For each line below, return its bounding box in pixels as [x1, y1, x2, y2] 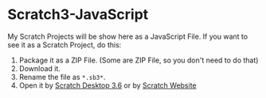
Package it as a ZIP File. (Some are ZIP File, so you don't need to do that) [18, 55, 259, 65]
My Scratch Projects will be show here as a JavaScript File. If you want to [7, 32, 248, 41]
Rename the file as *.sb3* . [18, 72, 106, 81]
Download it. [18, 63, 61, 73]
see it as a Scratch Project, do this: [7, 40, 122, 49]
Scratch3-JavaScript [7, 6, 149, 24]
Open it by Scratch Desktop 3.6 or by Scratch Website [18, 81, 197, 90]
